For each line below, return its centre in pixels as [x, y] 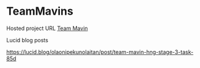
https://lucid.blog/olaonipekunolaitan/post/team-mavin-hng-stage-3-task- [100, 52]
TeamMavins [40, 11]
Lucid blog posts [28, 40]
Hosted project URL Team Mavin [47, 28]
